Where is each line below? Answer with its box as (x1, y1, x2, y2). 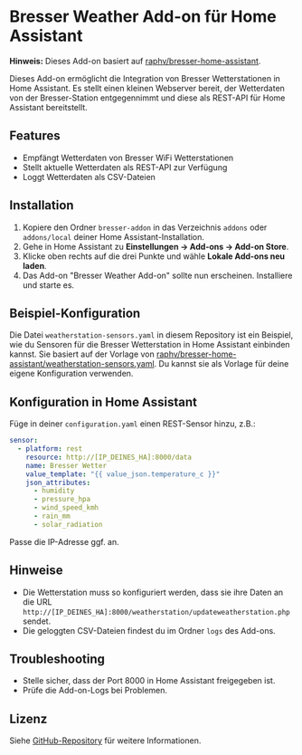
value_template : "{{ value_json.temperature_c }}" (25, 469, 221, 479)
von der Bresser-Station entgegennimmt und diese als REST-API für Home (9, 92, 286, 103)
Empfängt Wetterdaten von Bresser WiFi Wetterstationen (22, 152, 234, 163)
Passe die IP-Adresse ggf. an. (9, 536, 119, 547)
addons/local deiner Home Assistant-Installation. (22, 231, 205, 242)
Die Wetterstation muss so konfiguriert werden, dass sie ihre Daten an (22, 587, 284, 597)
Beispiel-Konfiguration (9, 305, 141, 320)
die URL (22, 596, 52, 607)
